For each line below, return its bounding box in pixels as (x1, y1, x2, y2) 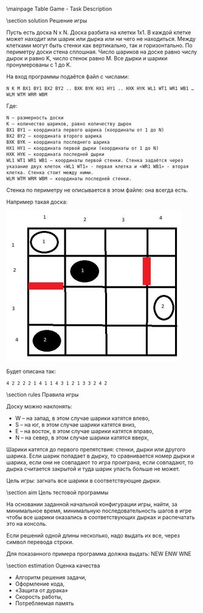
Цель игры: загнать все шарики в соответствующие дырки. (6, 477, 161, 484)
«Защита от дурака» (15, 587, 68, 594)
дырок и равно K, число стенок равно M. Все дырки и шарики (6, 55, 168, 62)
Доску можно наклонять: (6, 403, 72, 410)
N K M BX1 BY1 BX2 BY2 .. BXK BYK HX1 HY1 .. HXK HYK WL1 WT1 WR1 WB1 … (6, 85, 194, 91)
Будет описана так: (6, 368, 57, 375)
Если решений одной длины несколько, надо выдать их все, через (6, 532, 181, 539)
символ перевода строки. (6, 539, 74, 545)
